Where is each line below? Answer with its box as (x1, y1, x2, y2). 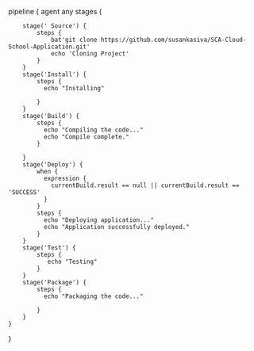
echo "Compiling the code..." (43, 126, 144, 134)
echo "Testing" (47, 258, 98, 265)
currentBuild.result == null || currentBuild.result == (50, 181, 240, 189)
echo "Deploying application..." (43, 216, 155, 224)
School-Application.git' (8, 43, 90, 51)
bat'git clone (50, 36, 98, 44)
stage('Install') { (22, 71, 87, 78)
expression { (43, 174, 87, 182)
